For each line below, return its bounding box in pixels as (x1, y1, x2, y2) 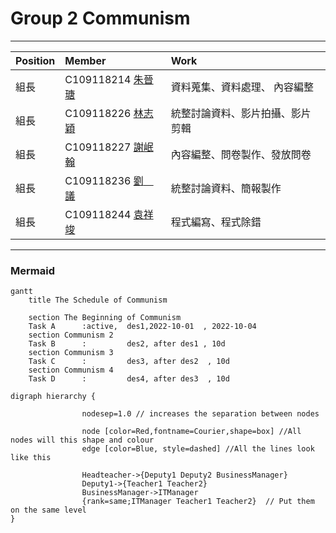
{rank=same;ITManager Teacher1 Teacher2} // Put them (81, 497, 315, 507)
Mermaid (10, 263, 55, 277)
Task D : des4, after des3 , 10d (28, 374, 230, 384)
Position (15, 53, 56, 67)
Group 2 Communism (10, 7, 191, 30)
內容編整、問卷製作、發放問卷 (170, 147, 312, 161)
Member (64, 53, 107, 67)
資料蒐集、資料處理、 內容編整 (170, 80, 314, 94)
